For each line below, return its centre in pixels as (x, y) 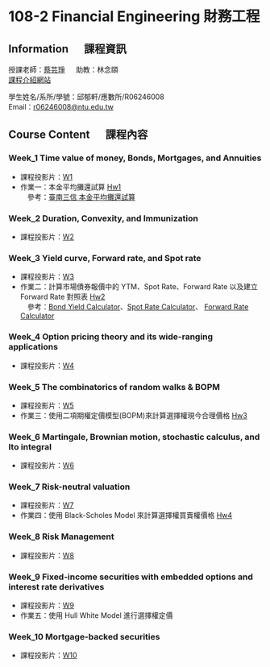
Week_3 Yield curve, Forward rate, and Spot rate (105, 258)
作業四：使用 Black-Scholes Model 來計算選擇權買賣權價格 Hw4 (126, 516)
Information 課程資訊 (68, 49)
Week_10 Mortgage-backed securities (84, 636)
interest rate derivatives (56, 586)
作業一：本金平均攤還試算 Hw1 (71, 187)
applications (33, 347)
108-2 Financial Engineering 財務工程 (134, 17)
